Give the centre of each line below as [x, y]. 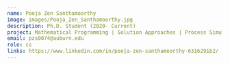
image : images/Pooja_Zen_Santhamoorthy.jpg [70, 20]
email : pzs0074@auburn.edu [46, 39]
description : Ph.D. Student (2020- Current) [72, 26]
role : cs [20, 45]
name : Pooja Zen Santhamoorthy [52, 13]
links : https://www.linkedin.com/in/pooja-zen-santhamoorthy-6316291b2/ [113, 51]
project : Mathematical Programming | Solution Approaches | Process [107, 32]
